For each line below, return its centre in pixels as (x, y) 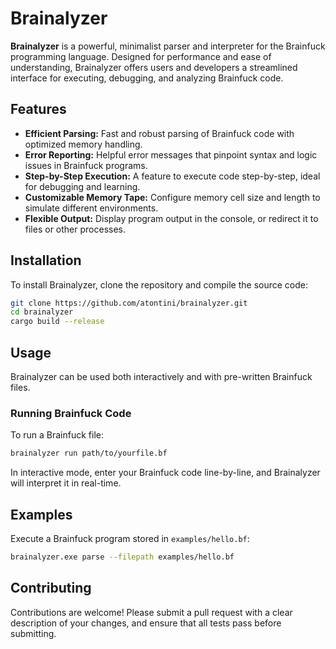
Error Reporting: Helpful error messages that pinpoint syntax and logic (171, 154)
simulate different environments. (91, 208)
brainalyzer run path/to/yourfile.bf (89, 453)
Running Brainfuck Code (71, 413)
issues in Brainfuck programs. (86, 165)
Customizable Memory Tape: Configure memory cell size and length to (172, 197)
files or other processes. (75, 229)
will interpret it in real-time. (66, 483)
